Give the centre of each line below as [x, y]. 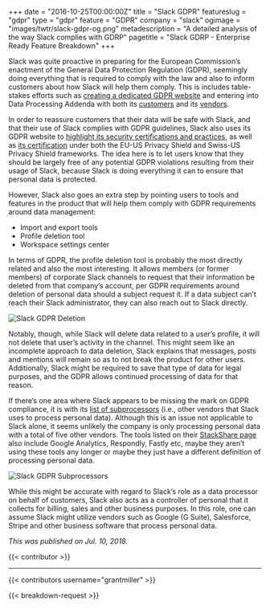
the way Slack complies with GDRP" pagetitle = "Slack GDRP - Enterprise [129, 37]
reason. [21, 385]
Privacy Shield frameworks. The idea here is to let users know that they [126, 153]
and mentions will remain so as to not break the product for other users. [127, 359]
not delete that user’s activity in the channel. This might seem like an [122, 342]
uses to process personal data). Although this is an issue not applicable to [131, 418]
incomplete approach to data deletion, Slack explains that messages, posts [132, 351]
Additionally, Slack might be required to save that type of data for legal [125, 368]
